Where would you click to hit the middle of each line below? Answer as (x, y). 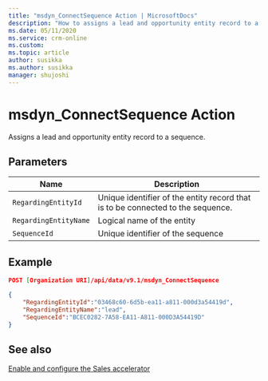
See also (30, 349)
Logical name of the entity (146, 220)
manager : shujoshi (39, 75)
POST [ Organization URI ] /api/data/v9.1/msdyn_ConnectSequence (114, 280)
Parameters (38, 162)
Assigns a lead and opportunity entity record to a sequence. (107, 137)
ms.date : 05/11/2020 (43, 30)
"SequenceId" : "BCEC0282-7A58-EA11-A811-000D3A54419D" (114, 317)
